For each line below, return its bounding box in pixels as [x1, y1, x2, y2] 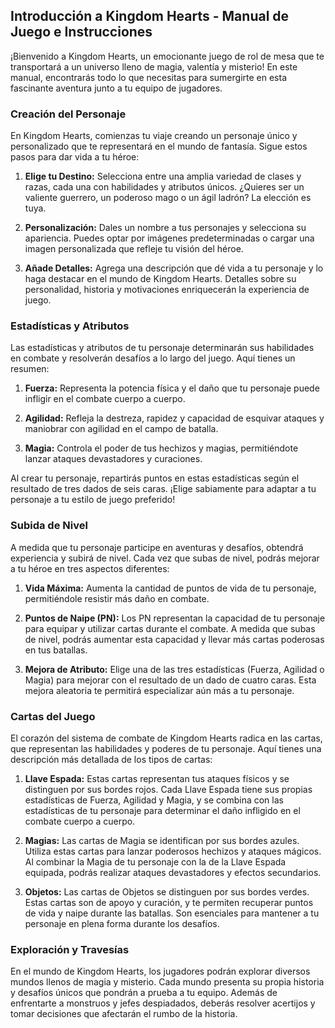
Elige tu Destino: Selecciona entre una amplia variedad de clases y [24, 170, 302, 183]
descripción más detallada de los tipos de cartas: [10, 754, 213, 765]
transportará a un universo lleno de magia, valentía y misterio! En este [10, 60, 298, 73]
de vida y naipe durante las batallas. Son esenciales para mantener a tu [24, 907, 320, 919]
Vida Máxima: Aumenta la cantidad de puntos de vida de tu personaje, [24, 582, 317, 594]
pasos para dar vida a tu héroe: [10, 151, 140, 163]
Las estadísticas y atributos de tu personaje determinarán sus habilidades [10, 342, 315, 354]
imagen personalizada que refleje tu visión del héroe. [24, 243, 244, 255]
